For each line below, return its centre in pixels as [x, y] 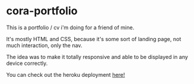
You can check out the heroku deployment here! [66, 74]
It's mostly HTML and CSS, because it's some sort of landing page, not [94, 39]
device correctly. [27, 63]
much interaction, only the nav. [44, 45]
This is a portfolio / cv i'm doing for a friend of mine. [70, 27]
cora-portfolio [42, 11]
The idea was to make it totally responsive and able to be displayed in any [97, 57]
